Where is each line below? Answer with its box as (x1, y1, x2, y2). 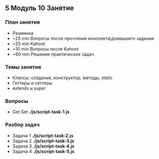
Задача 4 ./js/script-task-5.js (12, 148, 75, 154)
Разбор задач (5, 121, 40, 128)
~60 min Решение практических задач (12, 51, 94, 57)
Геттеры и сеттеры (12, 80, 53, 86)
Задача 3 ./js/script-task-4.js (12, 143, 75, 149)
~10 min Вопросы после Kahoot (12, 46, 79, 52)
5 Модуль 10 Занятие (5, 4, 75, 12)
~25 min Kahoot (12, 41, 46, 47)
